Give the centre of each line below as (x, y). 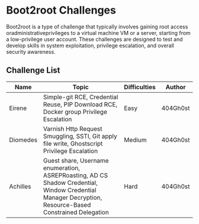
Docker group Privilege (75, 112)
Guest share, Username (76, 160)
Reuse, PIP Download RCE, (80, 104)
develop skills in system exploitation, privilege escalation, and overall (90, 46)
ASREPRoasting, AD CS (76, 175)
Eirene (18, 108)
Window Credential (70, 190)
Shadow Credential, (70, 183)
